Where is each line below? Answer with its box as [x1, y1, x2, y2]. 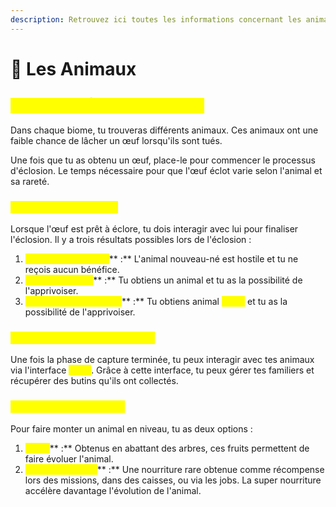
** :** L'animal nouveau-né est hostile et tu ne [108, 252, 299, 265]
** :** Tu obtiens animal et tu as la [121, 295, 288, 307]
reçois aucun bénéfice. [24, 263, 120, 275]
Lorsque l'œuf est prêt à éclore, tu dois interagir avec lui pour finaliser [10, 222, 299, 235]
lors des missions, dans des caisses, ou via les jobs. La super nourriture [24, 474, 322, 486]
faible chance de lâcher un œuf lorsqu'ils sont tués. [10, 134, 223, 146]
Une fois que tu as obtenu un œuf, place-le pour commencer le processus [10, 154, 316, 166]
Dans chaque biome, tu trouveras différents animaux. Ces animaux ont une [10, 124, 319, 136]
